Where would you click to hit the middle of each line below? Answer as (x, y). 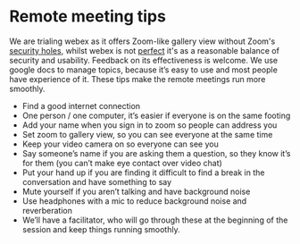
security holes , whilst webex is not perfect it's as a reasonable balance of (144, 50)
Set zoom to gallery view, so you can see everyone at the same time (147, 134)
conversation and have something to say (97, 181)
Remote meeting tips (88, 17)
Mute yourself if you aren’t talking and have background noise (136, 191)
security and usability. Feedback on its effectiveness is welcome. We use (144, 60)
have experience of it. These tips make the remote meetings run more (137, 79)
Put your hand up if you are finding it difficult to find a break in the (143, 172)
